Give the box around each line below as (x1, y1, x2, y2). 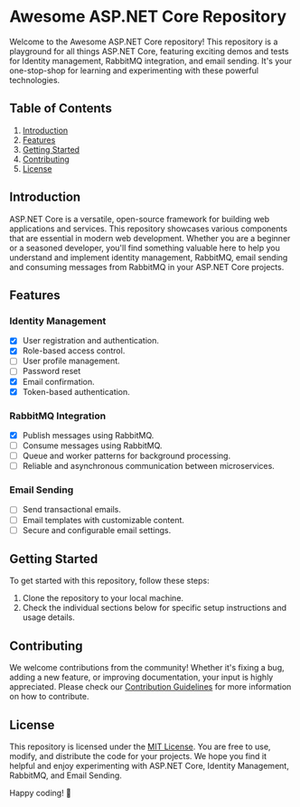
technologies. (9, 74, 61, 85)
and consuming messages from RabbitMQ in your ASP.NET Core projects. (9, 261, 285, 272)
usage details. (22, 612, 75, 623)
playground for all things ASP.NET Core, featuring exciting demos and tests (9, 45, 289, 56)
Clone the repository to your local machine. (22, 593, 183, 604)
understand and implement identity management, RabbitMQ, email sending (9, 251, 288, 263)
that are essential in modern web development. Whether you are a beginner (9, 232, 291, 243)
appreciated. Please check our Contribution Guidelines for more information (9, 681, 292, 692)
